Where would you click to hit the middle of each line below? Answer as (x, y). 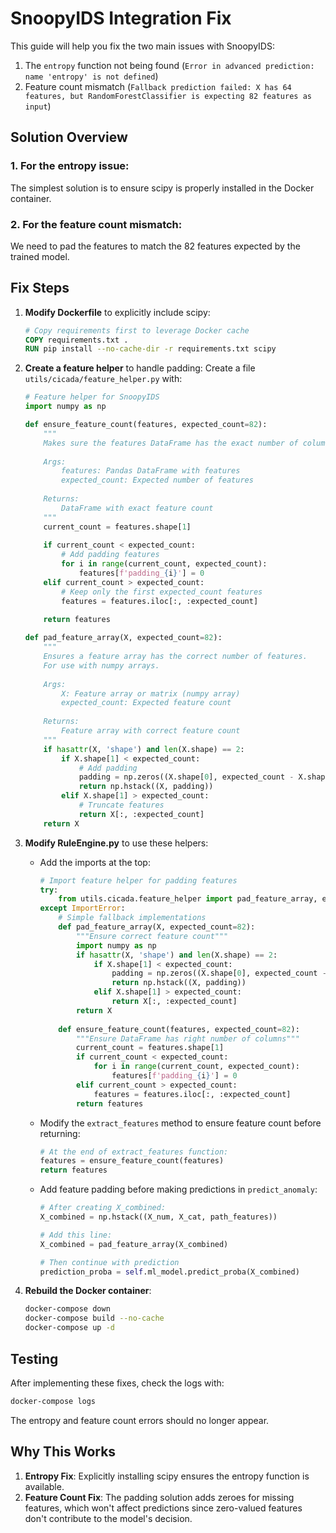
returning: (60, 1133)
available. (44, 1486)
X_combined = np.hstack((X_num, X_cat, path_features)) (158, 1217)
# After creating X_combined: (103, 1208)
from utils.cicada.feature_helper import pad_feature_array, (188, 899)
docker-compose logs (53, 1401)
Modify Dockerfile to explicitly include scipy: (117, 312)
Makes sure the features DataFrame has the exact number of (171, 443)
